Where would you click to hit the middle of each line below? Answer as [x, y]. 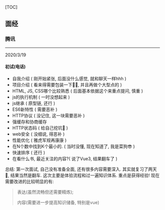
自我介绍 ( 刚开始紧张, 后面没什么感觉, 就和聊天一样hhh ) [69, 78]
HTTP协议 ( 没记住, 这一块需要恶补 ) [48, 115]
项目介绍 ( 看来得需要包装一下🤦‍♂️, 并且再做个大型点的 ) [67, 85]
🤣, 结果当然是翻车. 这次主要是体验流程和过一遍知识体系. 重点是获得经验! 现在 [82, 175]
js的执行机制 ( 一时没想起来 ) [41, 97]
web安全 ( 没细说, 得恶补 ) [38, 134]
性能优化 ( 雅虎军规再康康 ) [39, 140]
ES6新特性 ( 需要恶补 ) [35, 109]
